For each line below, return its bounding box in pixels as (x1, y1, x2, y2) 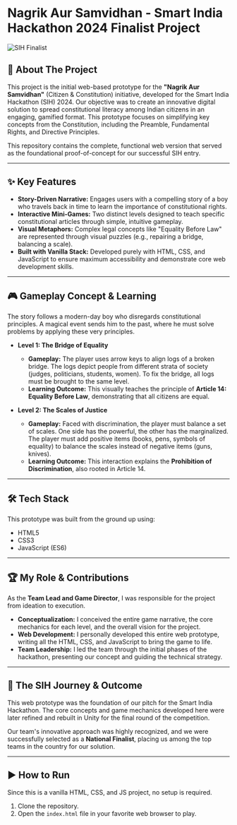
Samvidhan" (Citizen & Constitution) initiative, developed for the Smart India (7, 90, 229, 98)
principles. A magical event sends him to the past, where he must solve (7, 320, 214, 328)
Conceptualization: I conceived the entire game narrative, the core (17, 615, 213, 623)
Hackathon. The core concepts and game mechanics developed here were (7, 706, 224, 714)
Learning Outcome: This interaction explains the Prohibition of (28, 457, 212, 465)
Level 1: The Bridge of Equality (17, 341, 109, 350)
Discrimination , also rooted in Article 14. (28, 465, 146, 473)
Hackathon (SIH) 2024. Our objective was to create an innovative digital (7, 97, 216, 106)
